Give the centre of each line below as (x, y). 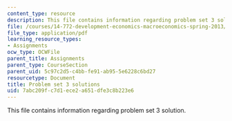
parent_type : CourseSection (48, 65)
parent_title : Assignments (46, 59)
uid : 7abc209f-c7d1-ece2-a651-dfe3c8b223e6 (71, 91)
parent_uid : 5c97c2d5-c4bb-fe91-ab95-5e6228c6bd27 (81, 71)
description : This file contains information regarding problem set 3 (111, 20)
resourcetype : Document (41, 78)
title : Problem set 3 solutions (54, 84)
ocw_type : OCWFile (33, 53)
